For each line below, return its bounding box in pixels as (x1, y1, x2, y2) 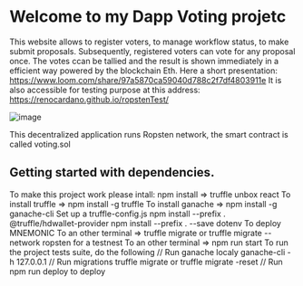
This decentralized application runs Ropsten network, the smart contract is (9, 129, 288, 139)
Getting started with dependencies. (9, 165, 215, 180)
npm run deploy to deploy (9, 265, 106, 277)
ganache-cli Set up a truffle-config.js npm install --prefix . (9, 208, 227, 219)
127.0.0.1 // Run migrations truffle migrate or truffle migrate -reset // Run (16, 256, 283, 267)
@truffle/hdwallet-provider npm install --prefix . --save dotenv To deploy (9, 217, 281, 228)
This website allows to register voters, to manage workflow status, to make (9, 36, 289, 47)
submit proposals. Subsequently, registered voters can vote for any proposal (9, 45, 296, 56)
